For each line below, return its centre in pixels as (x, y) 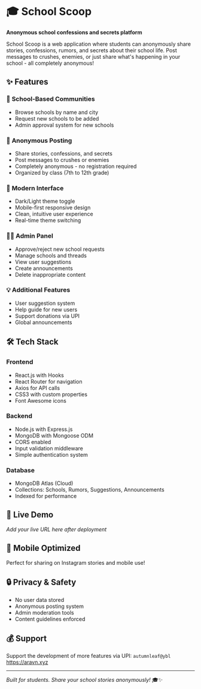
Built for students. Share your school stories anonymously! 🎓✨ (85, 680)
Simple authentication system (51, 454)
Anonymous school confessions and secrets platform (74, 32)
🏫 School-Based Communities (51, 99)
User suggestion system (45, 303)
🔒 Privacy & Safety (41, 582)
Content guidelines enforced (50, 619)
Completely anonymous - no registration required (76, 166)
